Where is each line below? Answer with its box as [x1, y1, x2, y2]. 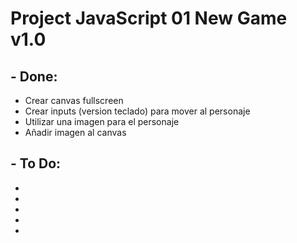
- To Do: [10, 155, 62, 172]
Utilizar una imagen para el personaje [24, 116, 180, 127]
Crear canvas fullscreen [24, 95, 124, 106]
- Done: [10, 68, 58, 85]
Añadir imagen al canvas [24, 127, 127, 138]
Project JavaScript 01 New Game [10, 7, 288, 30]
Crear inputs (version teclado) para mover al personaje [24, 105, 251, 117]
